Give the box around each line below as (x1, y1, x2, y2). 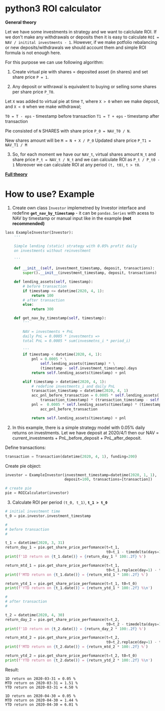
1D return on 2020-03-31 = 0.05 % (5, 676, 76, 681)
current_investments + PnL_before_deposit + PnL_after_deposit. (12, 435, 142, 441)
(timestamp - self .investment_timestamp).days (40, 365, 137, 371)
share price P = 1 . (12, 74, 49, 80)
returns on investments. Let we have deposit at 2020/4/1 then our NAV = (12, 429, 159, 436)
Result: (5, 667, 19, 673)
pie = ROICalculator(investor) (5, 490, 69, 495)
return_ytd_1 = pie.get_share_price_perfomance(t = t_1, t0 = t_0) (5, 581, 137, 586)
